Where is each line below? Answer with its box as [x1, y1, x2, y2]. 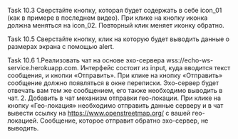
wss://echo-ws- [166, 56, 214, 65]
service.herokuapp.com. [7, 64, 80, 72]
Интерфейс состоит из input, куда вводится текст [80, 64, 231, 72]
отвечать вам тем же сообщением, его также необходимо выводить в [7, 87, 223, 94]
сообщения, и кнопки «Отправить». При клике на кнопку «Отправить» [7, 71, 223, 79]
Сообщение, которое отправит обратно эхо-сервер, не [39, 116, 209, 125]
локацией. [7, 116, 39, 125]
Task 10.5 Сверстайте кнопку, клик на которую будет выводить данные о [7, 35, 230, 43]
